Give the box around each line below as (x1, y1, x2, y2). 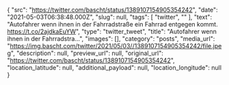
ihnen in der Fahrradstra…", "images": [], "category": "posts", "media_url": (7, 35, 215, 43)
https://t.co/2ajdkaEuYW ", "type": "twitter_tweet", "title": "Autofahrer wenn (7, 27, 217, 35)
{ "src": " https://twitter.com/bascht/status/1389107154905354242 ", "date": (7, 6, 218, 14)
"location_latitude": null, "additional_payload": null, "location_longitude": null (7, 64, 222, 71)
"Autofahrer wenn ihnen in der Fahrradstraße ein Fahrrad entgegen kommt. (7, 20, 218, 28)
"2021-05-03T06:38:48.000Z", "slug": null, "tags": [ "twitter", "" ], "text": (7, 13, 213, 21)
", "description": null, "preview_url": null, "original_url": (10, 49, 164, 57)
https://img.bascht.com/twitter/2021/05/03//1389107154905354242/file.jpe (10, 42, 222, 50)
